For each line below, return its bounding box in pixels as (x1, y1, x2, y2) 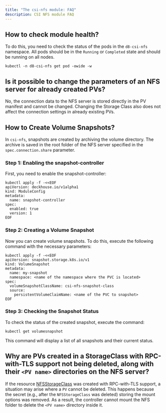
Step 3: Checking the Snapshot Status (5, 308, 99, 315)
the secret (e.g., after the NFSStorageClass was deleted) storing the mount (5, 391, 156, 397)
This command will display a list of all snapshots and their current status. (5, 337, 154, 343)
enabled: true (9, 206, 39, 211)
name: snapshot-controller (9, 198, 65, 203)
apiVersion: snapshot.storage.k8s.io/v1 (5, 257, 90, 262)
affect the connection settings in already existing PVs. (5, 109, 115, 115)
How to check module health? (5, 30, 99, 39)
